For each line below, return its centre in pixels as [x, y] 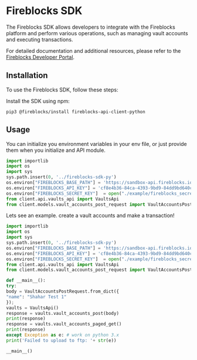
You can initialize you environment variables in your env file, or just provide [97, 144]
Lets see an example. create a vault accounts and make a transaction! [90, 216]
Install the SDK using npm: [38, 101]
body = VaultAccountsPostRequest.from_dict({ [62, 291]
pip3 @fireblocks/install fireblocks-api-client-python [76, 112]
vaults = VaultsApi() [33, 308]
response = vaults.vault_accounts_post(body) [62, 313]
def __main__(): [26, 281]
